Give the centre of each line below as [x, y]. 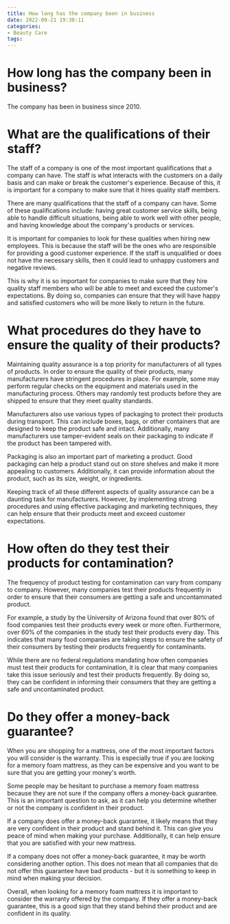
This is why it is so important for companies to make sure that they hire [107, 281]
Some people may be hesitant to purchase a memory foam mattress [103, 786]
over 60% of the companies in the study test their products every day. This [113, 632]
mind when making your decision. [55, 878]
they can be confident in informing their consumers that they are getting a [112, 681]
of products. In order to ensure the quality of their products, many [100, 371]
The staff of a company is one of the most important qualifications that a [110, 168]
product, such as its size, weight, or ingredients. [75, 478]
